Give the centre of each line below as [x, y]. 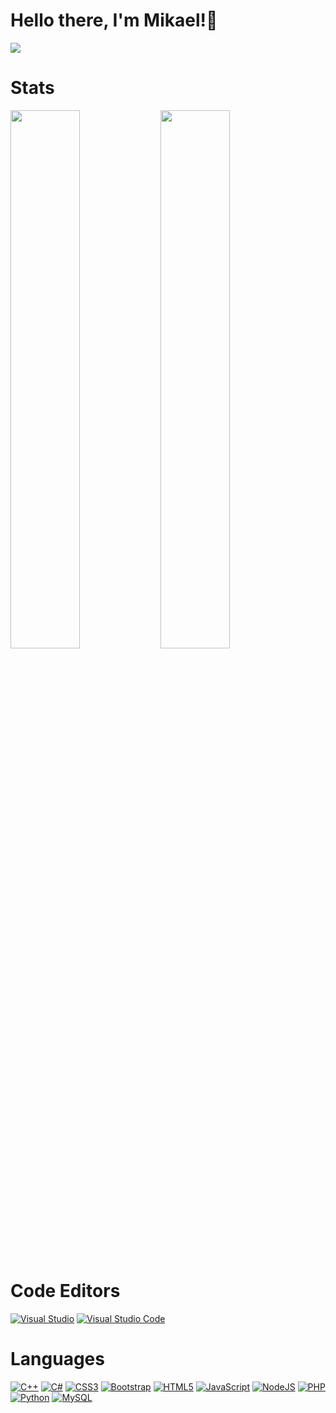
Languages [57, 1359]
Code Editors [65, 1291]
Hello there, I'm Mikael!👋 [114, 20]
